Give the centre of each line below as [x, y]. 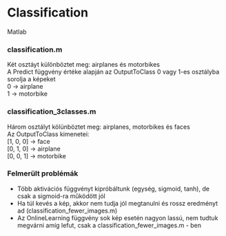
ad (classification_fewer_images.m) [67, 211]
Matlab [17, 32]
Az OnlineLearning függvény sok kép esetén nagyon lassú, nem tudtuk [117, 217]
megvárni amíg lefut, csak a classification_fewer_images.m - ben [109, 225]
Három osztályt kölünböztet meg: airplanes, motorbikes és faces [99, 127]
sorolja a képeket [31, 79]
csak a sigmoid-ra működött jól [61, 196]
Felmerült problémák [43, 173]
